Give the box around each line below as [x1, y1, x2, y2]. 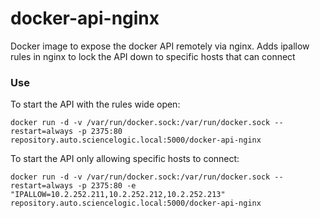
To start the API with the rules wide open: [10, 98, 181, 111]
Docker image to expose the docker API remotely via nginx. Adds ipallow [10, 40, 310, 52]
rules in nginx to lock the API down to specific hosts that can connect [10, 50, 296, 62]
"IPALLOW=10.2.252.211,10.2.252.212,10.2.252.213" [10, 190, 226, 200]
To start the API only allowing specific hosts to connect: [10, 153, 240, 165]
